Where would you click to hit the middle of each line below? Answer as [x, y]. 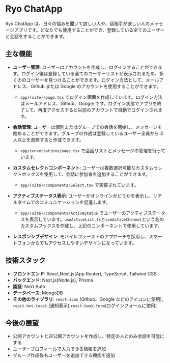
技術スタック [25, 260]
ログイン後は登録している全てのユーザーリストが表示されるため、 [90, 73]
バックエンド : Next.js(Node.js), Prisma [53, 280]
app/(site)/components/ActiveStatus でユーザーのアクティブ [84, 213]
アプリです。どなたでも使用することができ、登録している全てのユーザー [89, 30]
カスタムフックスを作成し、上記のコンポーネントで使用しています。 [91, 226]
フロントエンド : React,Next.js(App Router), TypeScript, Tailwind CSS [84, 273]
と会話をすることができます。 [36, 36]
